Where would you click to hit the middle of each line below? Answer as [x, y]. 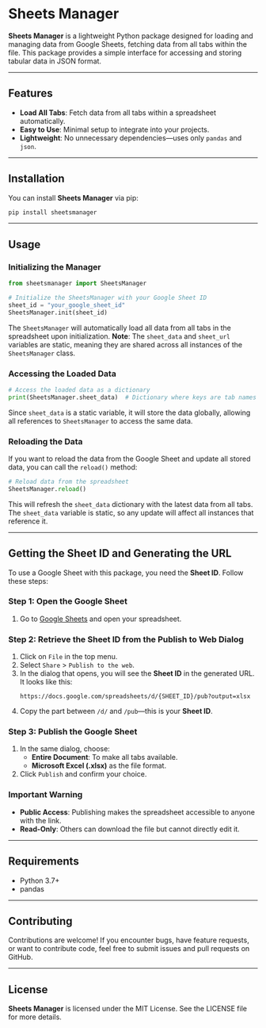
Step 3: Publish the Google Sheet [73, 732]
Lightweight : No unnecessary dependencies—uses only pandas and [131, 138]
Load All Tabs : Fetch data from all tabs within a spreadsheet [118, 113]
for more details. [35, 1017]
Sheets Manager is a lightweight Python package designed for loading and [131, 36]
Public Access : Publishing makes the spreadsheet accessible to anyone [137, 812]
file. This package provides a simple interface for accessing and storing [125, 52]
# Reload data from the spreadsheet [68, 481]
